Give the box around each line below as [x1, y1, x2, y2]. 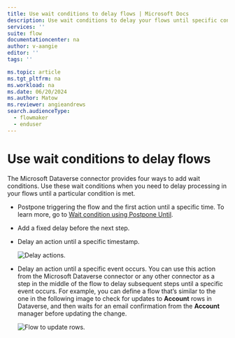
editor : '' [7, 50, 39, 57]
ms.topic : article [7, 68, 61, 76]
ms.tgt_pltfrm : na [7, 75, 61, 82]
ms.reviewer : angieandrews [7, 101, 86, 109]
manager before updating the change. [17, 309, 127, 318]
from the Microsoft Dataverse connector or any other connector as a [17, 271, 215, 280]
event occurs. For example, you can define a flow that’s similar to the [17, 287, 216, 295]
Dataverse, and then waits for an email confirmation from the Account [17, 302, 220, 310]
